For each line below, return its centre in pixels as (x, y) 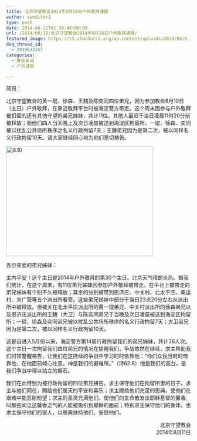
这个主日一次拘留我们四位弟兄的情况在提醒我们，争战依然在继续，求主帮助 (96, 349)
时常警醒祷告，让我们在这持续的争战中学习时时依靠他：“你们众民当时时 (97, 356)
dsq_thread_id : (25, 45)
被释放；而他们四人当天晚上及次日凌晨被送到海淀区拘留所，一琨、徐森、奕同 (98, 123)
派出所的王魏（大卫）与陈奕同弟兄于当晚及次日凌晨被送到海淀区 (103, 314)
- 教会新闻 (23, 60)
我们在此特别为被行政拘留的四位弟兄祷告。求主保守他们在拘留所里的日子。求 (98, 383)
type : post (19, 22)
